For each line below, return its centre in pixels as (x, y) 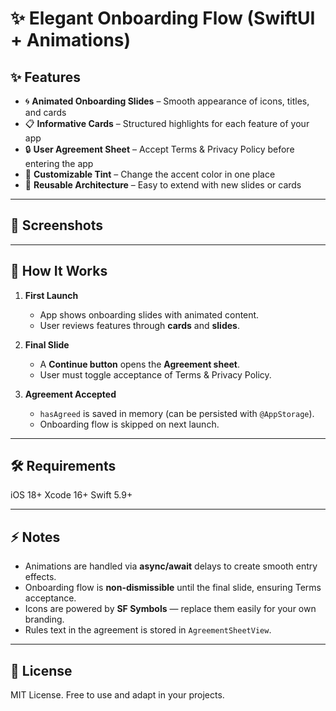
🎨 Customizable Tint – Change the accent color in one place (150, 174)
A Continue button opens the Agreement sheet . (140, 364)
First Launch (51, 295)
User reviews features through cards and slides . (139, 325)
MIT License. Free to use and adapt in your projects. (117, 695)
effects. (40, 577)
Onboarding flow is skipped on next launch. (129, 424)
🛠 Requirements (63, 466)
